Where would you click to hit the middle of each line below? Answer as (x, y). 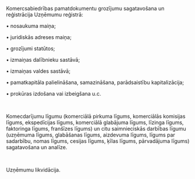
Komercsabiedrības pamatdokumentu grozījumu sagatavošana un (85, 8)
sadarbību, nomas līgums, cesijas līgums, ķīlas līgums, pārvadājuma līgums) (98, 141)
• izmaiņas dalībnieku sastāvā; (43, 60)
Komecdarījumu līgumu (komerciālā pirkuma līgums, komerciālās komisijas (96, 116)
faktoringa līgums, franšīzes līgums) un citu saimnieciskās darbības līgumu (96, 129)
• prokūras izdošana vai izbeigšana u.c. (53, 94)
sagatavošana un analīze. (37, 147)
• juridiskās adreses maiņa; (39, 37)
